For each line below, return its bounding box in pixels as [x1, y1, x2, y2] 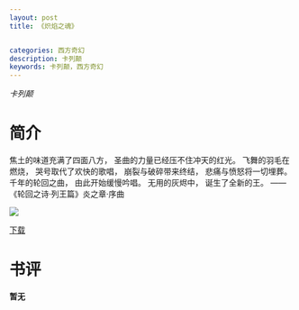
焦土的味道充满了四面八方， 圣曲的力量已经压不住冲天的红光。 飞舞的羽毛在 [9, 155, 290, 166]
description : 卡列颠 [9, 54, 83, 63]
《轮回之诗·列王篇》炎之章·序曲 [9, 188, 125, 199]
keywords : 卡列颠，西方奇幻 [9, 62, 104, 72]
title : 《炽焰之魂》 [9, 22, 78, 31]
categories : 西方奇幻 [9, 46, 86, 55]
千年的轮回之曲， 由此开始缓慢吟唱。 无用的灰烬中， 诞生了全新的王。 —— [9, 178, 286, 188]
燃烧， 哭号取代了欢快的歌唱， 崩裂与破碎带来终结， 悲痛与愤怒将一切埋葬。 [9, 166, 293, 177]
